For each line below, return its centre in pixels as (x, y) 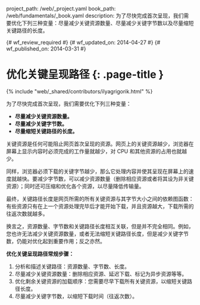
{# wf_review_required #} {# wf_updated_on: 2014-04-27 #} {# (83, 42)
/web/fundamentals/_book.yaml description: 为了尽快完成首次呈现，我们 (95, 15)
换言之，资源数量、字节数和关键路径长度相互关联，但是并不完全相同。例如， (100, 226)
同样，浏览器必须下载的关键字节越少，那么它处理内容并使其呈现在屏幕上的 (97, 171)
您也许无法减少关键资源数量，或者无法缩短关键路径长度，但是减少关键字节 (97, 234)
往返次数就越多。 (27, 213)
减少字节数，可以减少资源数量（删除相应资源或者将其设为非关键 (115, 178)
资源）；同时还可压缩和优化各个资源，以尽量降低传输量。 (75, 186)
